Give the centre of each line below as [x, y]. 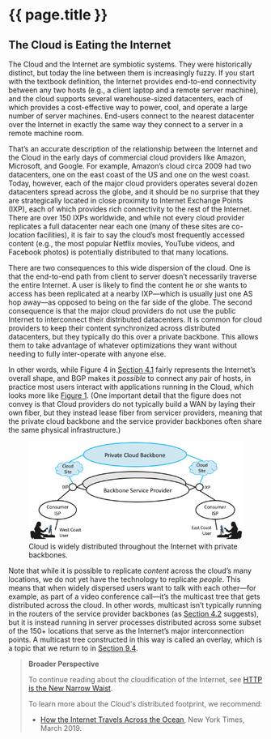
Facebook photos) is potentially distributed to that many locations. [119, 252]
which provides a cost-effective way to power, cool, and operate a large [128, 107]
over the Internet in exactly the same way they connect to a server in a [126, 124]
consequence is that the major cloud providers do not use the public [122, 311]
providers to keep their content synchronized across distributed [114, 328]
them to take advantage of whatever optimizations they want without [123, 345]
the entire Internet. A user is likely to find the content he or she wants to [128, 285]
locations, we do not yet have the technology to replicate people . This [125, 579]
